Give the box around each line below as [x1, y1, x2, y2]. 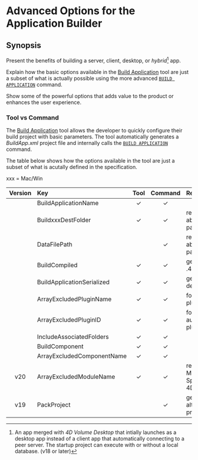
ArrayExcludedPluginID [37, 315, 101, 323]
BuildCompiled [37, 261, 78, 269]
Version [9, 189, 32, 197]
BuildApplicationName [37, 199, 99, 207]
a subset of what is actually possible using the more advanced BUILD [6, 74, 173, 82]
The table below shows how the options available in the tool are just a [6, 157, 175, 164]
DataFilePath [37, 240, 72, 248]
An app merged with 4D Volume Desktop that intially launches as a [14, 429, 177, 436]
